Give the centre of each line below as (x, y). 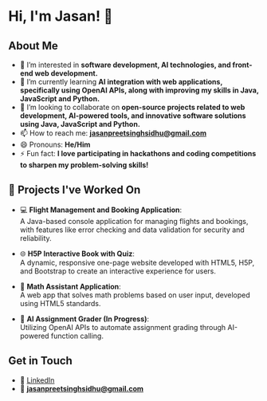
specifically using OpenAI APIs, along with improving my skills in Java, (139, 90)
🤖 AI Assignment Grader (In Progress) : (84, 319)
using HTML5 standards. (60, 303)
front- (242, 65)
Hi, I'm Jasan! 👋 (61, 16)
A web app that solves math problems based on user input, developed (135, 295)
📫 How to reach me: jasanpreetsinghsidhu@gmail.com (113, 133)
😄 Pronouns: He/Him (55, 144)
